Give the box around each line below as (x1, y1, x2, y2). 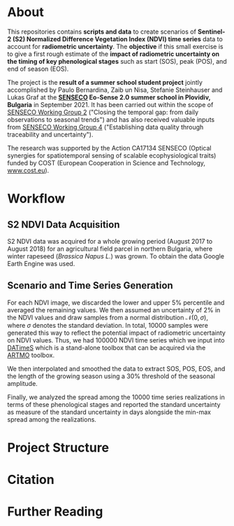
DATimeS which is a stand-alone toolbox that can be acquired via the (7, 343, 206, 352)
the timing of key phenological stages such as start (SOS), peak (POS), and (7, 57, 227, 65)
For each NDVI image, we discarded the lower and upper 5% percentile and (7, 298, 225, 307)
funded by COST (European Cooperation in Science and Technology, (7, 158, 206, 167)
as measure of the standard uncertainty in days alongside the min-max (7, 408, 212, 416)
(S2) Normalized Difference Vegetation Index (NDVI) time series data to (13, 34, 224, 43)
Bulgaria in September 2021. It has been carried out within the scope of (7, 100, 214, 109)
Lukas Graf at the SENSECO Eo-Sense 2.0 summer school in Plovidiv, (7, 92, 211, 102)
